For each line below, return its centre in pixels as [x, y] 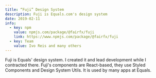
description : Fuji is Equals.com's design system [56, 14]
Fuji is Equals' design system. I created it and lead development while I [76, 59]
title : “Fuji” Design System [35, 10]
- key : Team [22, 41]
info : [10, 23]
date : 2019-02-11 [23, 19]
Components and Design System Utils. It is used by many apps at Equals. [78, 70]
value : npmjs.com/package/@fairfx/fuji [54, 32]
